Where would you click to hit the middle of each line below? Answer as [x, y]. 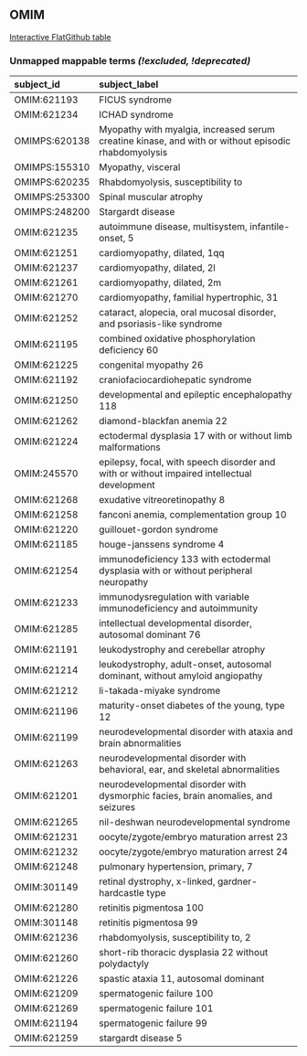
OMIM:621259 [46, 1039]
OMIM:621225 [46, 365]
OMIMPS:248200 [52, 212]
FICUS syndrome [135, 100]
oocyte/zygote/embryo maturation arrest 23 [194, 837]
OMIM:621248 [46, 867]
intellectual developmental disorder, [176, 624]
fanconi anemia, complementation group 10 [193, 515]
